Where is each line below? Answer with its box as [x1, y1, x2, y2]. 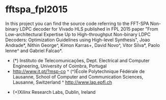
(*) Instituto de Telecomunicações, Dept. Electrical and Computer [12, 57, 150, 63]
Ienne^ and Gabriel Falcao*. [5, 47, 63, 54]
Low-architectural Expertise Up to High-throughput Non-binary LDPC [5, 31, 151, 37]
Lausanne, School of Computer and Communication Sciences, [12, 73, 144, 80]
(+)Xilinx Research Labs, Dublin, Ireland [12, 89, 96, 95]
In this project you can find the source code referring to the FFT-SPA [5, 20, 149, 27]
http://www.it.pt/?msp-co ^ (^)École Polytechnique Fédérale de [12, 68, 145, 74]
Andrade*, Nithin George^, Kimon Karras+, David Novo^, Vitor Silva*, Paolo [5, 42, 160, 48]
